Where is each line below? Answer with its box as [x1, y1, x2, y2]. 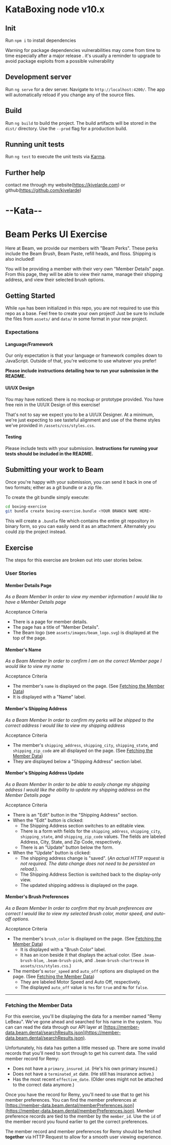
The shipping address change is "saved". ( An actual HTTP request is [20, 855, 164, 861]
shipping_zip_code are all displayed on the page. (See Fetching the [12, 747, 153, 753]
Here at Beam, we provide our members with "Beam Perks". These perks [5, 245, 158, 252]
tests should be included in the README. [5, 451, 94, 457]
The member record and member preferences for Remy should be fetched [5, 1129, 161, 1135]
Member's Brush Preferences [5, 893, 69, 900]
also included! [5, 256, 35, 262]
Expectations [5, 328, 39, 336]
